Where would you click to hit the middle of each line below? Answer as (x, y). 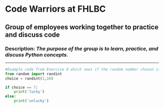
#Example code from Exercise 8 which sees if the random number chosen (79, 69)
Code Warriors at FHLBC (55, 9)
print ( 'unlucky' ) (31, 101)
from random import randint (34, 74)
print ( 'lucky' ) (29, 92)
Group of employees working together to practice (82, 27)
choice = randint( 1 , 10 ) (29, 78)
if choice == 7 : (21, 87)
